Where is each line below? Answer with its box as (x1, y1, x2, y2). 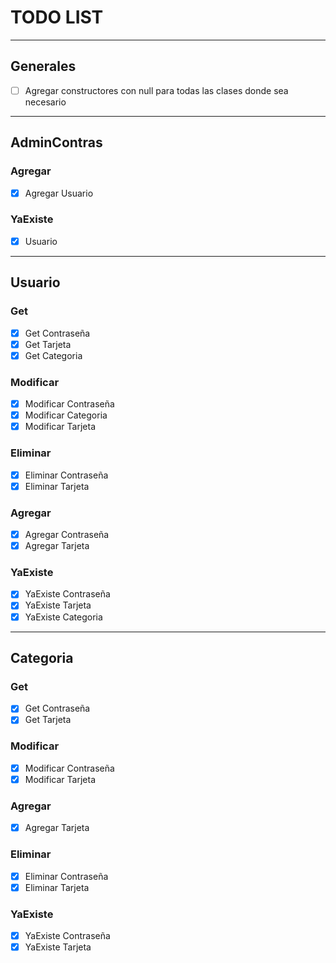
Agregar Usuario (24, 187, 94, 199)
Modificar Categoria (24, 409, 108, 421)
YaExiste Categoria (24, 611, 103, 623)
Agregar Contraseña (24, 529, 110, 540)
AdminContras (10, 134, 103, 151)
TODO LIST (10, 6, 104, 29)
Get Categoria (24, 349, 83, 361)
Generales (10, 58, 77, 75)
